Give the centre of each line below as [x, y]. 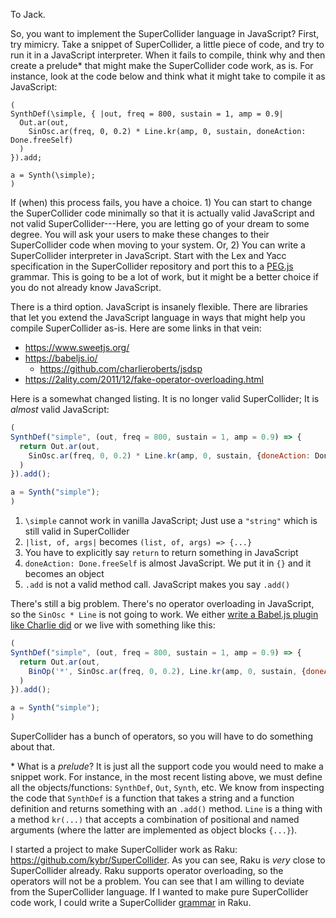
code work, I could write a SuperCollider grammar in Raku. [131, 902]
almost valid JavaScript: [60, 409]
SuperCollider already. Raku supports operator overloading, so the [147, 870]
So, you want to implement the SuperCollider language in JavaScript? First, [165, 33]
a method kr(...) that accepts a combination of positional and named [155, 819]
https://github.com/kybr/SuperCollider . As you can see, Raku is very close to [168, 860]
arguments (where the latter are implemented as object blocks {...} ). [154, 830]
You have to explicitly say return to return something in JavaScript [161, 552]
